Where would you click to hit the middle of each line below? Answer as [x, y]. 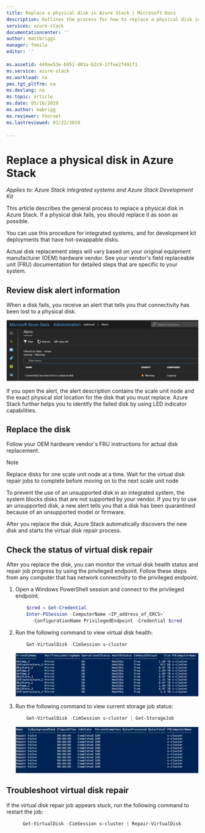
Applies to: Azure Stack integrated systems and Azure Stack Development [100, 190]
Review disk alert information [63, 290]
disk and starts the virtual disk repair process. [64, 531]
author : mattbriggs [31, 39]
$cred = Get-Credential [56, 608]
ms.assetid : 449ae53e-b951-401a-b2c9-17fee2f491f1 [72, 64]
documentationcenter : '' [38, 32]
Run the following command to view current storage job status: [94, 706]
